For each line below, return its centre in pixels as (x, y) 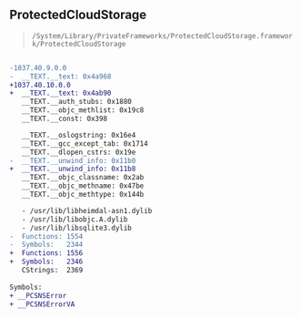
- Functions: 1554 (46, 236)
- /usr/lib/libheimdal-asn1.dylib (87, 210)
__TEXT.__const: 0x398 (64, 119)
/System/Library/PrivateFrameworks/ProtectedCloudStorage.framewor (162, 36)
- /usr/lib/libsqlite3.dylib (76, 228)
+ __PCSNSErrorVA (42, 304)
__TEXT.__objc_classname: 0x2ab (83, 178)
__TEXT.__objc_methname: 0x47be (83, 186)
